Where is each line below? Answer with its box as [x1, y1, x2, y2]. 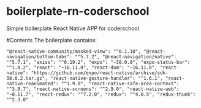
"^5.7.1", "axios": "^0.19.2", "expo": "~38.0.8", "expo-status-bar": [6, 59, 191, 65]
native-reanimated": [6, 80, 59, 87]
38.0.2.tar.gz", [6, 75, 48, 81]
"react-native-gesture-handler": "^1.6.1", [50, 75, 164, 81]
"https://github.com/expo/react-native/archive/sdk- [31, 69, 169, 76]
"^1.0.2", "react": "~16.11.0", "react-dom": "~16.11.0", [6, 64, 157, 71]
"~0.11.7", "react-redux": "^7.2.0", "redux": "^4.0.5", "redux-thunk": [6, 91, 196, 98]
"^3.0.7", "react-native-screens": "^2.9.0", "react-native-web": [6, 86, 180, 92]
